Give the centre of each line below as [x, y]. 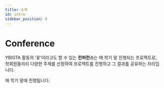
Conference [30, 43]
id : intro [15, 14]
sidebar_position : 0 [26, 19]
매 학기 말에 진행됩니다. [28, 81]
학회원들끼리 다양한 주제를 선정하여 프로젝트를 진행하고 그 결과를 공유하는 [76, 64]
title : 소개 [17, 10]
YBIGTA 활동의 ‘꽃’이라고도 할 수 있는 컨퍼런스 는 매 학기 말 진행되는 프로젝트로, [81, 58]
